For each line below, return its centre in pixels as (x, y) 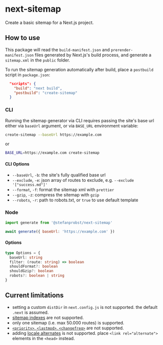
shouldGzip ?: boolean (32, 271)
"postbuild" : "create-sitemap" (46, 93)
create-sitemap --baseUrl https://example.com (53, 135)
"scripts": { (23, 84)
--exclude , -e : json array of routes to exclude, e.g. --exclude (73, 180)
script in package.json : (28, 75)
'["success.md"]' (30, 185)
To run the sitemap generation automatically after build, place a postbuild (79, 69)
